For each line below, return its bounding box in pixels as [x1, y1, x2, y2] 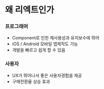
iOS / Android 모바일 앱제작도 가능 [12, 41, 78, 47]
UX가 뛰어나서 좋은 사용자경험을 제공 [12, 72, 82, 78]
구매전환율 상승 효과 [12, 78, 50, 84]
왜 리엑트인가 [5, 4, 54, 16]
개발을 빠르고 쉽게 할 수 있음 [12, 47, 66, 53]
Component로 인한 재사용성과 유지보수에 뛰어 [12, 35, 100, 41]
